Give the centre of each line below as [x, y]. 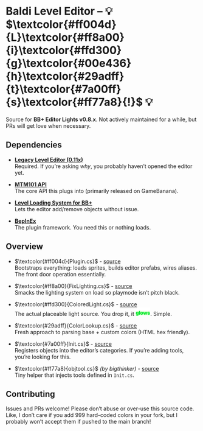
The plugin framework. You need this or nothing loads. [83, 227]
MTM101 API [30, 184]
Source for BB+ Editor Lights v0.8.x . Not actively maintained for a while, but [101, 119]
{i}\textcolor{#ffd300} [64, 51]
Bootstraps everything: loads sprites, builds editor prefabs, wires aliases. [105, 268]
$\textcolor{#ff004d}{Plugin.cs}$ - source [67, 261]
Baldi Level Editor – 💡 [59, 11]
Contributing [30, 394]
